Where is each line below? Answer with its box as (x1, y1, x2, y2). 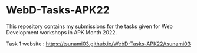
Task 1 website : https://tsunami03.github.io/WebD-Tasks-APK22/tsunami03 (6, 40, 191, 47)
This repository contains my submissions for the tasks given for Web (6, 23, 173, 30)
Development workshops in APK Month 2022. (6, 29, 117, 36)
